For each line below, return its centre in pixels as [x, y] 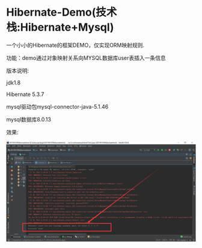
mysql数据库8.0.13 [29, 119]
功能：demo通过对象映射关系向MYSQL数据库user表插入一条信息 [86, 58]
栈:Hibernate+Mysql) [60, 27]
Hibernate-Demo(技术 [62, 12]
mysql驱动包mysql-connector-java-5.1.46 [57, 106]
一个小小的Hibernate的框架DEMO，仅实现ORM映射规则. [75, 45]
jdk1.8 [14, 82]
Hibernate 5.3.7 [25, 94]
